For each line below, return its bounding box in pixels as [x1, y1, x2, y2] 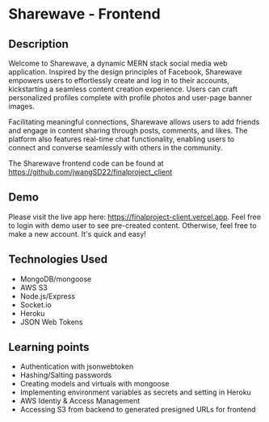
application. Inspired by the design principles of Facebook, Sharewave [8, 67, 242, 77]
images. [8, 102, 35, 111]
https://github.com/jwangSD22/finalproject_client [8, 167, 173, 176]
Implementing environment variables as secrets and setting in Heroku [19, 387, 252, 397]
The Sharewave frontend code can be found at [8, 158, 164, 168]
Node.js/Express [19, 291, 75, 301]
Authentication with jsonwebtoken [19, 361, 134, 372]
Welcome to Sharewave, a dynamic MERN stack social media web [8, 58, 228, 68]
